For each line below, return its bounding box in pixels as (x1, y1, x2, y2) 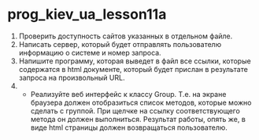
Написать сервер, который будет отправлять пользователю (18, 39, 222, 48)
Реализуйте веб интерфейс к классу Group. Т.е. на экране (30, 89, 227, 99)
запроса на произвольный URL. (18, 73, 125, 82)
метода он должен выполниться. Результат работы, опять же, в (30, 114, 246, 124)
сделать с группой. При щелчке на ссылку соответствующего (30, 106, 241, 115)
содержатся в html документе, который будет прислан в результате (18, 64, 249, 74)
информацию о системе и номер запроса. (18, 48, 162, 57)
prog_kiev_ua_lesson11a (7, 5, 167, 23)
